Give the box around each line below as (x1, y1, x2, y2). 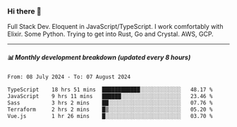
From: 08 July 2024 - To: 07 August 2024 (7, 73, 131, 80)
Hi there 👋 (7, 6, 42, 16)
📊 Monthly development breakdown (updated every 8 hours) (7, 53, 191, 61)
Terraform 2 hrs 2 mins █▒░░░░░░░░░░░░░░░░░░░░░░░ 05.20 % (7, 106, 213, 113)
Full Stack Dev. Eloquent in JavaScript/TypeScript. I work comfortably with (7, 23, 224, 31)
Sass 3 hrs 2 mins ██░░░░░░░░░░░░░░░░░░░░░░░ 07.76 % (7, 99, 213, 107)
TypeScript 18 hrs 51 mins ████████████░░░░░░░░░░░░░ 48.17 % (7, 86, 213, 94)
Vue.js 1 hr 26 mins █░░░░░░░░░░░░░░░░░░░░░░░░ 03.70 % (7, 112, 213, 119)
